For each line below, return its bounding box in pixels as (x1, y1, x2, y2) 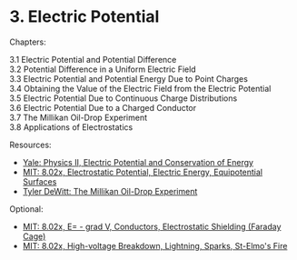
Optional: (9, 203, 44, 215)
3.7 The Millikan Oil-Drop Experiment (9, 112, 148, 123)
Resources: (9, 139, 52, 150)
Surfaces (22, 175, 57, 187)
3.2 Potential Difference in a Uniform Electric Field (9, 64, 197, 75)
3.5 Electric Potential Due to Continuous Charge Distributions (9, 93, 238, 104)
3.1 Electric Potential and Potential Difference (9, 54, 177, 65)
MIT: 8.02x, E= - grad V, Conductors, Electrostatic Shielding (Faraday (22, 221, 282, 232)
